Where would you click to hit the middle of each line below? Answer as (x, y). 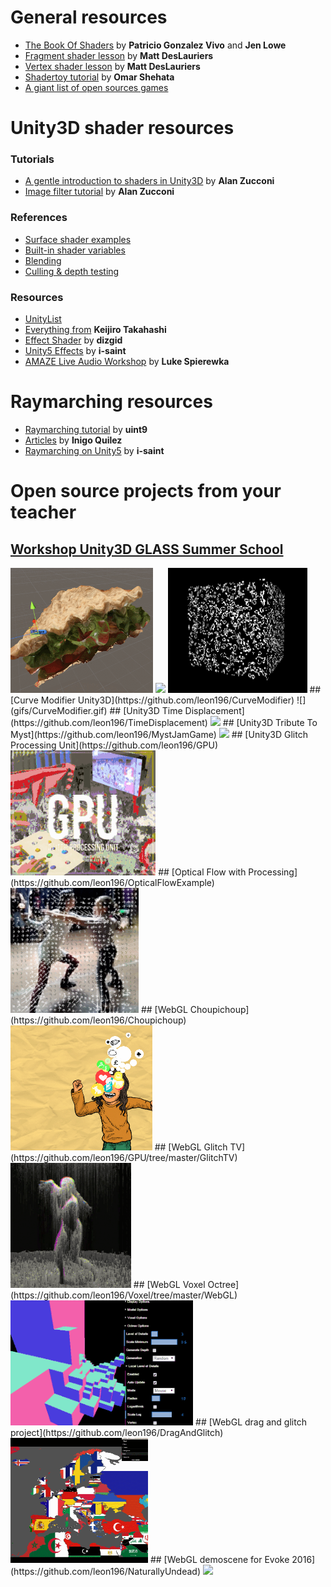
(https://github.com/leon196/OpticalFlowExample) (112, 882)
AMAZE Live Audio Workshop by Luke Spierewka (127, 362)
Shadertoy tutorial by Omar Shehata (99, 77)
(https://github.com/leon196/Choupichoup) (98, 1020)
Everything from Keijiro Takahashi (95, 330)
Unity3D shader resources (122, 128)
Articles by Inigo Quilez (73, 440)
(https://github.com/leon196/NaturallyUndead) (106, 1571)
